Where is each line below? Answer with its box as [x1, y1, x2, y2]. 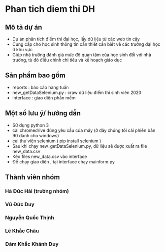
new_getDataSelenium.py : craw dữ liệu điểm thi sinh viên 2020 [12, 90, 142, 95]
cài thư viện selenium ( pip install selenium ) [12, 138, 101, 144]
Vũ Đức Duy [5, 201, 34, 208]
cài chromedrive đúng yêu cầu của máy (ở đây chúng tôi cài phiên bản [12, 127, 156, 133]
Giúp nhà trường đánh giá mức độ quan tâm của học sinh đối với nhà [12, 52, 152, 58]
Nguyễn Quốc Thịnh [5, 214, 54, 221]
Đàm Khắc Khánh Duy [5, 240, 59, 247]
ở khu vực [12, 47, 33, 52]
